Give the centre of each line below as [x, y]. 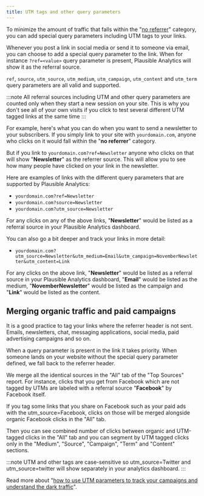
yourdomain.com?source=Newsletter [59, 202]
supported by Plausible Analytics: [48, 184]
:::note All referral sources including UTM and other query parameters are [98, 97]
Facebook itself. [26, 394]
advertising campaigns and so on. [49, 339]
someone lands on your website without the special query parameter [92, 357]
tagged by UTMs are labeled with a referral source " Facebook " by [89, 388]
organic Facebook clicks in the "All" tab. [56, 419]
